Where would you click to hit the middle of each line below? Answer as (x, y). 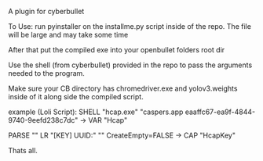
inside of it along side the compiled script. (76, 97)
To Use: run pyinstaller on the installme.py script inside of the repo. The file (130, 26)
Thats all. (23, 150)
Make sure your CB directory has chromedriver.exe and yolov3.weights (123, 88)
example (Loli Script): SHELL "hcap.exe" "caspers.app (96, 112)
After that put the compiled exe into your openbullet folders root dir (117, 50)
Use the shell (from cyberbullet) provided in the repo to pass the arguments (130, 65)
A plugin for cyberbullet (46, 11)
